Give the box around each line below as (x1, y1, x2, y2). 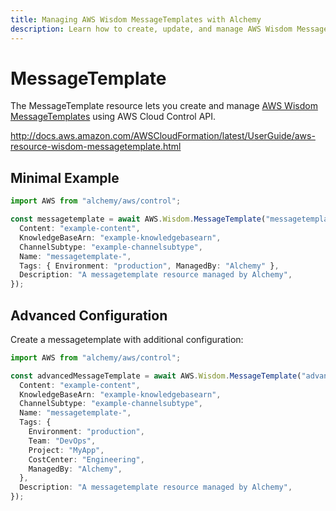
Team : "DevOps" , (28, 436, 97, 446)
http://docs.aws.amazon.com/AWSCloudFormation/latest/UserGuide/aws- (10, 130, 316, 142)
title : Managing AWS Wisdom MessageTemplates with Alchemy (10, 14, 262, 25)
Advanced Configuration (10, 307, 168, 324)
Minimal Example (10, 169, 120, 186)
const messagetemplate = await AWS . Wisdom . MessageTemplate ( (10, 214, 267, 225)
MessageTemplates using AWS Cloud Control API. (10, 111, 217, 123)
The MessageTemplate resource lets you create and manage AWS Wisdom (10, 100, 318, 112)
